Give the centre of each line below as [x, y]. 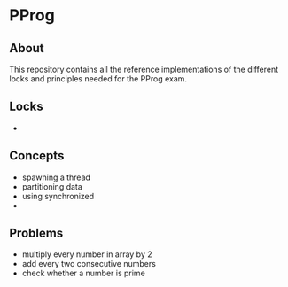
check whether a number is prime [84, 273]
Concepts [37, 156]
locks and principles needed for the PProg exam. [98, 79]
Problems [36, 233]
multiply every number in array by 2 [87, 254]
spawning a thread [56, 177]
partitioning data [52, 186]
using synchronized [58, 196]
